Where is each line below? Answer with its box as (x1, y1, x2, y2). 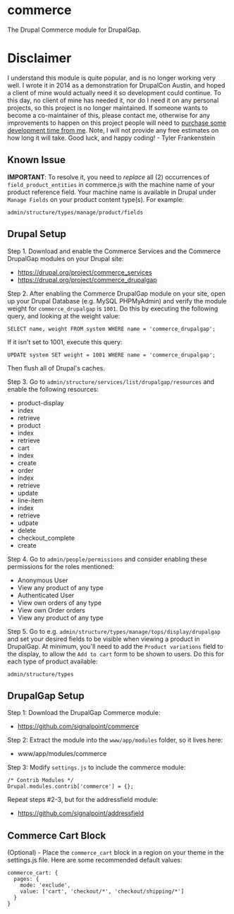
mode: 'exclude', (20, 882, 71, 889)
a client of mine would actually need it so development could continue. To (7, 88, 221, 97)
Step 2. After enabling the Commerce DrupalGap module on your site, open (7, 289, 226, 298)
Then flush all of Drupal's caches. (7, 363, 106, 372)
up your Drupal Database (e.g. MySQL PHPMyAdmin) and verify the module (7, 296, 227, 305)
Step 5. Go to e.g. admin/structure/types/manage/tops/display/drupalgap (7, 627, 221, 635)
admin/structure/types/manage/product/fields (7, 209, 143, 216)
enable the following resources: (7, 385, 99, 393)
